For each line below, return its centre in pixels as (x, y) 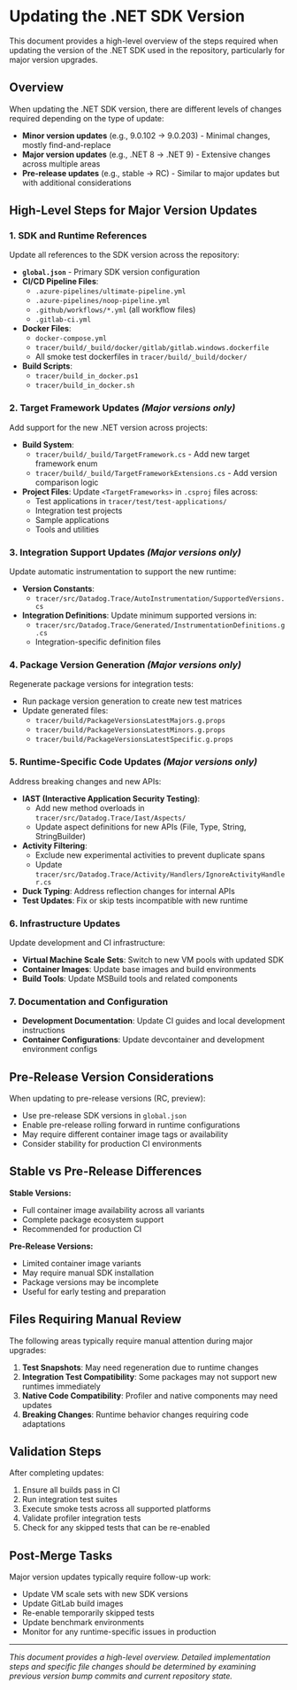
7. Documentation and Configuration (89, 1001)
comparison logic (67, 482)
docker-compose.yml (71, 339)
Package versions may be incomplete (90, 1281)
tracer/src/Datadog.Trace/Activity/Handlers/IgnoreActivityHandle (160, 875)
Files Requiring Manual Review (95, 1319)
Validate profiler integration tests (81, 1518)
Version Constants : (58, 589)
